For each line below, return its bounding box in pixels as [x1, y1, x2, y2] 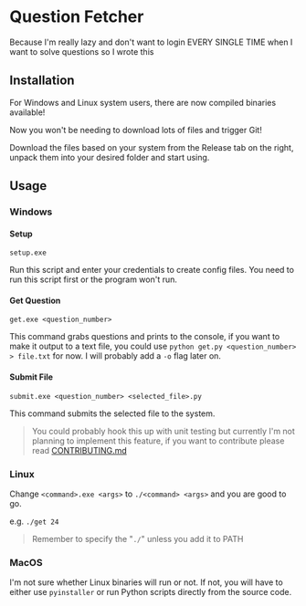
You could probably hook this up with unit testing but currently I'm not [31, 425, 295, 436]
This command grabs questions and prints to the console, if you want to [9, 331, 280, 342]
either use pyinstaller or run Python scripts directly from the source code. [9, 587, 292, 598]
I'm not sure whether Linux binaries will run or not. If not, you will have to [9, 577, 283, 588]
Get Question [9, 295, 61, 306]
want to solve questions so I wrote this [9, 46, 154, 57]
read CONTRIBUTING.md [31, 444, 128, 455]
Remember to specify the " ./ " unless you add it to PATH [31, 533, 244, 544]
